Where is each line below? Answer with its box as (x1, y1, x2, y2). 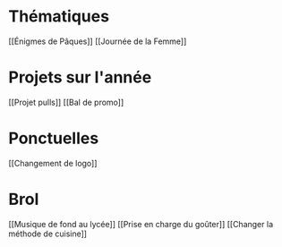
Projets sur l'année (8, 67, 152, 88)
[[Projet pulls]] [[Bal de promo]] (8, 97, 124, 107)
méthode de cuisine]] (8, 228, 87, 239)
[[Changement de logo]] (8, 158, 98, 168)
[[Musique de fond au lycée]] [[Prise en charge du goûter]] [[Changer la (8, 218, 274, 229)
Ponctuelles (8, 128, 99, 149)
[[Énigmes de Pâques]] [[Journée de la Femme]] (8, 36, 187, 47)
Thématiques (8, 6, 109, 27)
